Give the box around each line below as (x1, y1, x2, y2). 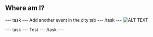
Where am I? (5, 4, 45, 12)
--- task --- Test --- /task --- (5, 27, 64, 33)
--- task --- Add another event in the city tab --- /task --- (5, 17, 122, 23)
